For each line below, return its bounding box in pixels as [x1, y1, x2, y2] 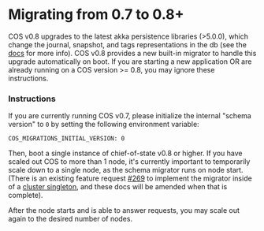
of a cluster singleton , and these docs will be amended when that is [8, 182, 228, 192]
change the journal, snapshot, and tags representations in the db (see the [8, 39, 247, 49]
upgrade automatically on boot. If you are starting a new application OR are [8, 57, 252, 66]
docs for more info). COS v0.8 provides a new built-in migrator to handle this [8, 48, 257, 58]
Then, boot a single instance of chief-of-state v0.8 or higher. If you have [8, 148, 243, 158]
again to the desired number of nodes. [8, 214, 132, 224]
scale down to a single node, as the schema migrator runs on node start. [8, 166, 244, 175]
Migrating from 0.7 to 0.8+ [8, 6, 184, 24]
